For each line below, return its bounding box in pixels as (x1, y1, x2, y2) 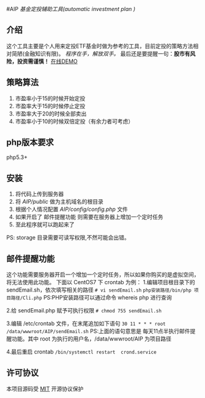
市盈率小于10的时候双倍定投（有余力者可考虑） (15, 117, 134, 125)
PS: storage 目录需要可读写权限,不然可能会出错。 (6, 234, 130, 241)
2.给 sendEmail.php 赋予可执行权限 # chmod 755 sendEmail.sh (6, 307, 162, 314)
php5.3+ (6, 153, 28, 161)
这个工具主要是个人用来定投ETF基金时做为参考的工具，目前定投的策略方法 (6, 42, 193, 50)
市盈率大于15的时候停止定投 (15, 102, 86, 109)
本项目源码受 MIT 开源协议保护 (6, 385, 84, 392)
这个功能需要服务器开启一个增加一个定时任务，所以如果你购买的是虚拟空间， (6, 271, 199, 278)
